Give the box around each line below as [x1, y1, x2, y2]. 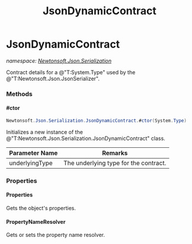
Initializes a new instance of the [6, 128, 83, 135]
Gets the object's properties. [6, 205, 76, 212]
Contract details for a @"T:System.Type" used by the [6, 68, 136, 75]
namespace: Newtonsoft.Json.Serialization [6, 57, 111, 64]
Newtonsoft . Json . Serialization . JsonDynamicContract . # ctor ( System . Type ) [6, 118, 187, 124]
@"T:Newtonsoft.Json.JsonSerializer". [6, 75, 100, 82]
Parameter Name [9, 148, 58, 157]
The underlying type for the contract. [63, 159, 167, 167]
